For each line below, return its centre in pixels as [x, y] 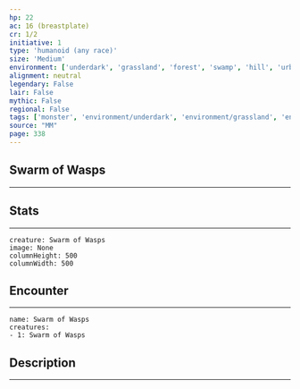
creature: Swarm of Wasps [57, 240]
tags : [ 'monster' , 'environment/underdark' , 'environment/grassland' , [143, 117]
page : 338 [28, 134]
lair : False [31, 92]
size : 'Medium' [37, 59]
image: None [31, 248]
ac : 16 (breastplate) [50, 26]
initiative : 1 [36, 42]
